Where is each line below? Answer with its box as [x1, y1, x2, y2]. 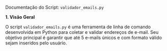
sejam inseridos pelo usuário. [5, 40, 67, 46]
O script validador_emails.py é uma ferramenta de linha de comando [5, 24, 151, 30]
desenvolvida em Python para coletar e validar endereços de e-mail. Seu [5, 29, 159, 35]
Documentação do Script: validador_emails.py [5, 5, 104, 10]
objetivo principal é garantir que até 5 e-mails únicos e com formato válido [5, 35, 162, 40]
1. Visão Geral [5, 14, 35, 20]
